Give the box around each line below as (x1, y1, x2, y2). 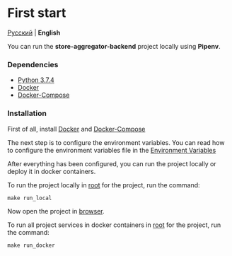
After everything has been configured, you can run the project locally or (7, 159, 217, 168)
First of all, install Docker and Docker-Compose (7, 124, 146, 133)
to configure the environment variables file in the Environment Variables (7, 146, 216, 154)
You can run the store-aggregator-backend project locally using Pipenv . (7, 42, 221, 50)
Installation (7, 108, 47, 118)
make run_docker (7, 242, 55, 249)
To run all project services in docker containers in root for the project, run (7, 221, 221, 229)
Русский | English (7, 28, 61, 37)
